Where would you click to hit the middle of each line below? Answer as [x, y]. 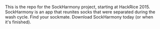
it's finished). [18, 22]
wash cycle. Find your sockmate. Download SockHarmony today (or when [79, 17]
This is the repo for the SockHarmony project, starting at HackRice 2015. [78, 7]
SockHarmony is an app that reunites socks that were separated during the [80, 12]
